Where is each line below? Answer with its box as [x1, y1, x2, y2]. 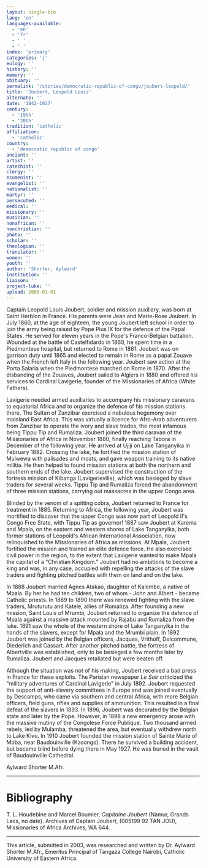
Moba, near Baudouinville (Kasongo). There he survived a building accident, [6, 738, 199, 746]
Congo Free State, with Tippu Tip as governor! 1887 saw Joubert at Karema [6, 518, 197, 526]
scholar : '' [6, 237, 37, 243]
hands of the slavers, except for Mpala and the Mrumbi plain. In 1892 [6, 628, 180, 636]
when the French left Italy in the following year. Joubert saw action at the [6, 358, 191, 366]
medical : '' [6, 203, 37, 209]
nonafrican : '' [6, 221, 45, 227]
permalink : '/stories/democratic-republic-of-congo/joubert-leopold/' [6, 84, 191, 90]
